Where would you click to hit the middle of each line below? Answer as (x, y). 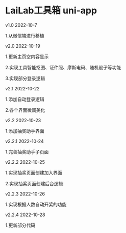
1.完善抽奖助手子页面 (27, 151)
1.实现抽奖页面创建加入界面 (34, 172)
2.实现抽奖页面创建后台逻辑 (34, 183)
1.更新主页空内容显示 (27, 56)
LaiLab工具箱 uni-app (51, 11)
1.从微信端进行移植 (25, 35)
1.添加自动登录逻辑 (25, 99)
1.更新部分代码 (20, 225)
